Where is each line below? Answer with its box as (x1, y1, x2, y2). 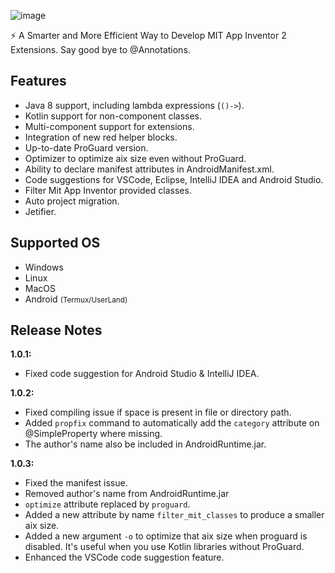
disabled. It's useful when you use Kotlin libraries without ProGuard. (24, 541, 305, 553)
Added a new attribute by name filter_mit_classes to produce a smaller (24, 509, 325, 521)
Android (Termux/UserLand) (24, 293, 128, 305)
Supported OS (10, 235, 101, 252)
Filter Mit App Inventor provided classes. (24, 184, 192, 196)
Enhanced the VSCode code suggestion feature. (24, 551, 225, 564)
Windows (24, 261, 64, 273)
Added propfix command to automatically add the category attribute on (24, 417, 320, 429)
